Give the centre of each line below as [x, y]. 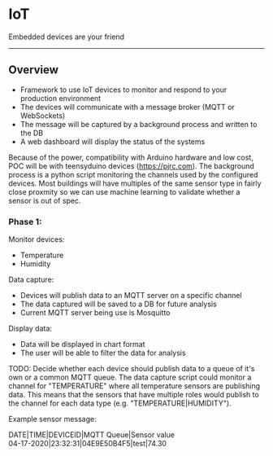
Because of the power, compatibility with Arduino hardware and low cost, [131, 157]
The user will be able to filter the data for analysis [103, 353]
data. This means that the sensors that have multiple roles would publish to [134, 395]
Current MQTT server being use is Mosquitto [95, 313]
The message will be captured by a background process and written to [139, 124]
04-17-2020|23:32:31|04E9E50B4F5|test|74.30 [87, 444]
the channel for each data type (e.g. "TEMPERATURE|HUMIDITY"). [120, 403]
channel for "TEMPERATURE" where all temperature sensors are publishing [134, 386]
